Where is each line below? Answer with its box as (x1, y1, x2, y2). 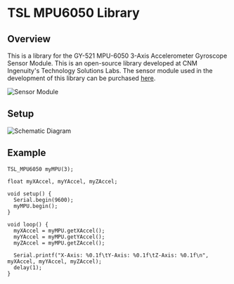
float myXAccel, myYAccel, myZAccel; (7, 178, 118, 185)
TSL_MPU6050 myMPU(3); (7, 165, 74, 173)
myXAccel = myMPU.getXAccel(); (13, 227, 105, 234)
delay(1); (13, 264, 42, 271)
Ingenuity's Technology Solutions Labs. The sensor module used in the (7, 67, 213, 75)
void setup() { (7, 190, 52, 198)
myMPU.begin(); (13, 202, 58, 209)
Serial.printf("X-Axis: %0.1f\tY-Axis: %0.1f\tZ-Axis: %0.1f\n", (13, 252, 209, 259)
